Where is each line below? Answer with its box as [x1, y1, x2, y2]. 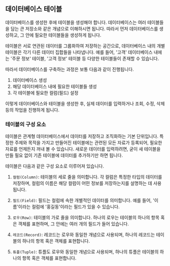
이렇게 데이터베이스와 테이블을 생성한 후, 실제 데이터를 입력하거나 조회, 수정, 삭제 [5, 101, 165, 107]
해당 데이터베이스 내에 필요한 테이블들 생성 [12, 83, 97, 89]
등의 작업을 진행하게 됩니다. [5, 107, 60, 113]
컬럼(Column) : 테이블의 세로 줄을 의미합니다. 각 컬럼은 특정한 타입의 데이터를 [12, 174, 162, 180]
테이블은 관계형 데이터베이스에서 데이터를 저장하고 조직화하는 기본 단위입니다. [5, 134, 159, 140]
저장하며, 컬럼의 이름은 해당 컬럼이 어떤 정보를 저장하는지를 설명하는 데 [12, 180, 152, 186]
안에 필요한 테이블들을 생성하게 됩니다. [25, 32, 101, 38]
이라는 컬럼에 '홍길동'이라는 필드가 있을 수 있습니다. [18, 204, 120, 210]
